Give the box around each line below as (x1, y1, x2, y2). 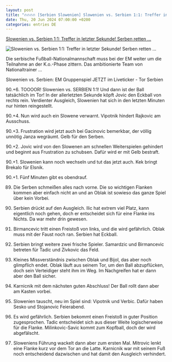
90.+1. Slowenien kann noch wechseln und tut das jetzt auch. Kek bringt (6, 159, 158, 165)
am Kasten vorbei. (13, 288, 52, 295)
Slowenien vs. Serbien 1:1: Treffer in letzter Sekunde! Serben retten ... (6, 36, 152, 42)
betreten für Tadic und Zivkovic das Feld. (13, 247, 100, 253)
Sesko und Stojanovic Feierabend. (13, 304, 85, 310)
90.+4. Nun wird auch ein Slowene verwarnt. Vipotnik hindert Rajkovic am (6, 113, 161, 119)
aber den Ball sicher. (13, 273, 57, 279)
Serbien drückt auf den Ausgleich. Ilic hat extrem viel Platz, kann (13, 205, 150, 211)
